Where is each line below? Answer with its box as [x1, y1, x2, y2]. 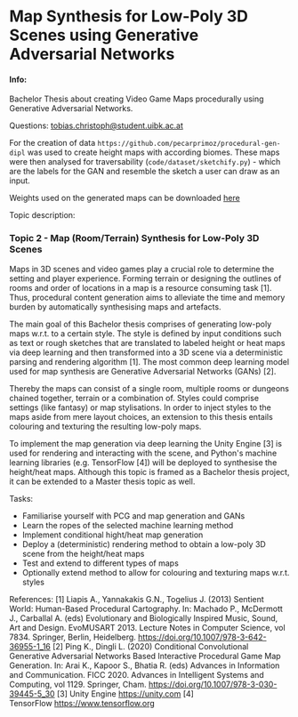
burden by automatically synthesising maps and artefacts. [9, 301, 221, 312]
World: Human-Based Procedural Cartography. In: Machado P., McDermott [9, 603, 283, 614]
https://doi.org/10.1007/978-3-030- [148, 679, 278, 689]
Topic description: [9, 210, 76, 221]
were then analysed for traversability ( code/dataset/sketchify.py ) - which [9, 157, 281, 167]
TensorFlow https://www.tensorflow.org [9, 697, 156, 708]
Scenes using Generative [9, 25, 199, 45]
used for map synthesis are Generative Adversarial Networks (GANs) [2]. [9, 366, 277, 376]
